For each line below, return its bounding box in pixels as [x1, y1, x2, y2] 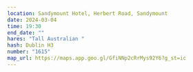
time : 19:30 [7, 23, 41, 29]
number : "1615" [7, 49, 51, 56]
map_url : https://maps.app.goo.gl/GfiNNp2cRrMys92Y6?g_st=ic [7, 55, 187, 62]
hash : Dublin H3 [7, 42, 54, 49]
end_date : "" [7, 29, 45, 36]
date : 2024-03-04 [7, 16, 57, 23]
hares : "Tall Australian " [7, 36, 85, 43]
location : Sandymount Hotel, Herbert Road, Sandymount [7, 10, 168, 17]
